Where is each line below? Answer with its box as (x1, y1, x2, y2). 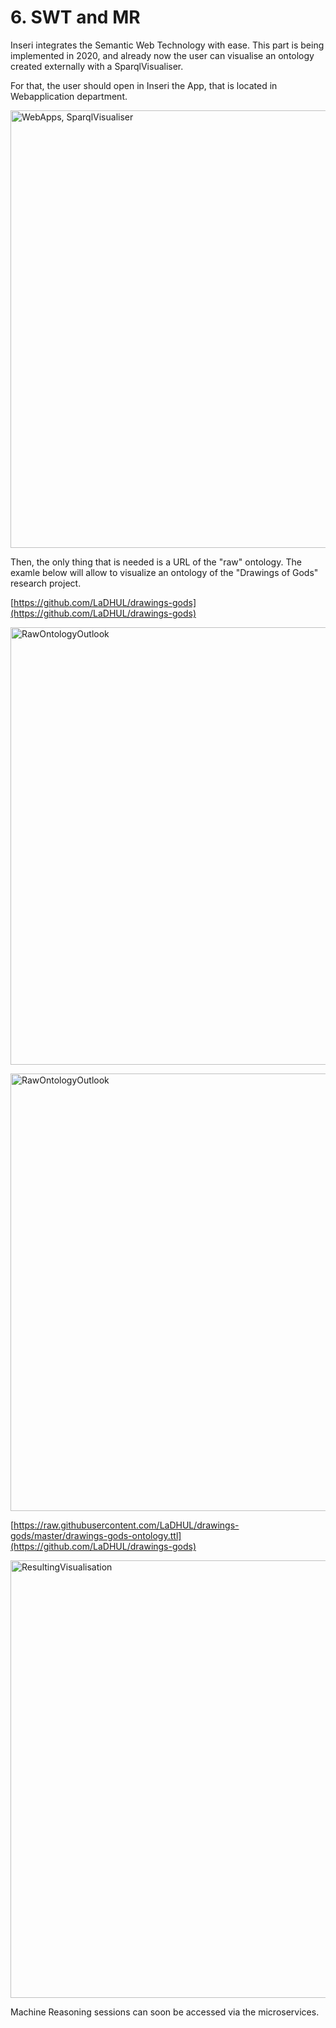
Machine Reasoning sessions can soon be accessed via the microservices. (10, 2006, 320, 2018)
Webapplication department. (10, 90, 128, 102)
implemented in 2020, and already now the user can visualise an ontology (10, 49, 315, 61)
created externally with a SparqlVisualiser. (10, 60, 184, 72)
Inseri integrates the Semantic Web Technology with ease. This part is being (10, 39, 325, 51)
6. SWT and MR (10, 6, 141, 29)
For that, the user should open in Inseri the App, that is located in (10, 79, 278, 91)
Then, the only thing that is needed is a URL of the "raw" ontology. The (10, 556, 302, 568)
